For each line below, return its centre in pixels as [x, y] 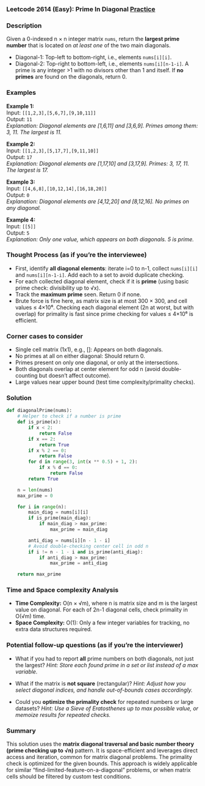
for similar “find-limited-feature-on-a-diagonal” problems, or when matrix [99, 770]
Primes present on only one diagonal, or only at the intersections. [97, 362]
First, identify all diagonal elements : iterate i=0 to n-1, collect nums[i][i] [106, 268]
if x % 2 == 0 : [48, 451]
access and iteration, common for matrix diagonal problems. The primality [99, 757]
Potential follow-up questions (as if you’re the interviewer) [95, 645]
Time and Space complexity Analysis [63, 590]
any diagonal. [24, 208]
